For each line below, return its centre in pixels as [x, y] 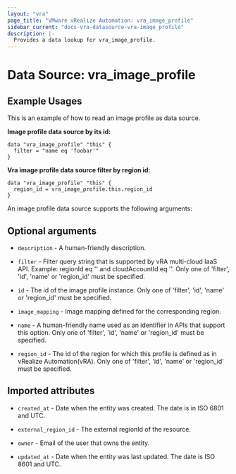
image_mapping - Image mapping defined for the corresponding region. [119, 311]
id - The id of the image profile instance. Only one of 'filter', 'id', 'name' [121, 290]
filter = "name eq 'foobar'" [56, 151]
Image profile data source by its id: [59, 132]
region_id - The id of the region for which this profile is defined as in [117, 353]
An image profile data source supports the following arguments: [100, 208]
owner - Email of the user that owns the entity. [83, 443]
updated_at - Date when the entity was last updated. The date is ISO [116, 456]
